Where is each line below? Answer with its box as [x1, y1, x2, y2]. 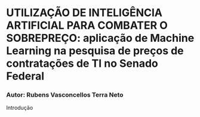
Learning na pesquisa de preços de [6, 44, 184, 58]
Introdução [6, 104, 33, 112]
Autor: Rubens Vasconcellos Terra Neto [6, 91, 124, 99]
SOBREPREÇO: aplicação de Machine [6, 32, 195, 45]
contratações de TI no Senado [6, 57, 158, 70]
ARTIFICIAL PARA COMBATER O [6, 19, 168, 32]
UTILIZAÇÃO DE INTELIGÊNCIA [6, 6, 163, 20]
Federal [6, 69, 45, 83]
